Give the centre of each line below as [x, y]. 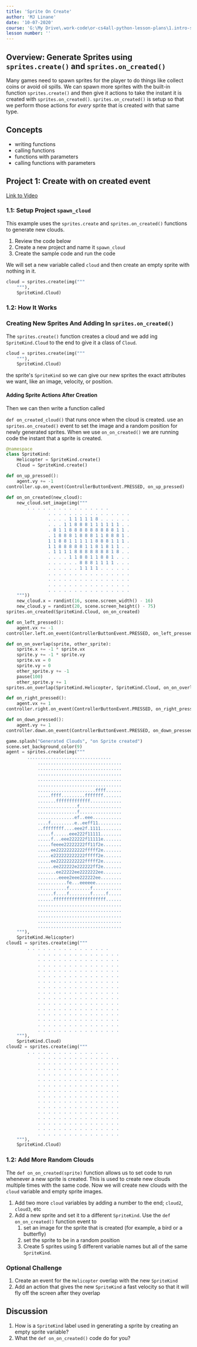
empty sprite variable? [42, 1332]
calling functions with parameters [55, 163]
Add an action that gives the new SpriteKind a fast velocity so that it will [102, 1287]
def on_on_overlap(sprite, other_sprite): [59, 644]
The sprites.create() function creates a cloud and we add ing [82, 336]
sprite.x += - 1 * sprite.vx [51, 649]
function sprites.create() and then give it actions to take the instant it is [94, 93]
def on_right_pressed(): [36, 698]
